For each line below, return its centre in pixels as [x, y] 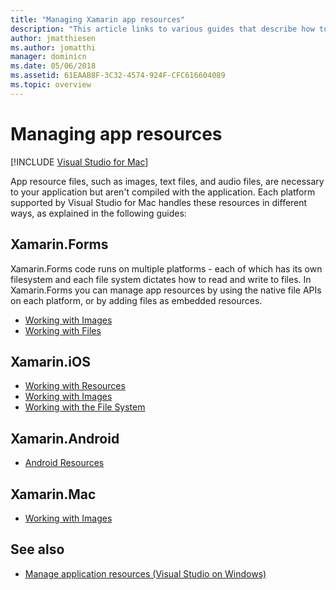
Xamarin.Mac [53, 494]
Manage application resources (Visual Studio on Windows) [145, 573]
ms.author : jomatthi [53, 47]
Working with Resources [75, 386]
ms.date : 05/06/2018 [53, 66]
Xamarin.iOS [50, 361]
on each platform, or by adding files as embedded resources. [136, 300]
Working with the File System [85, 407]
